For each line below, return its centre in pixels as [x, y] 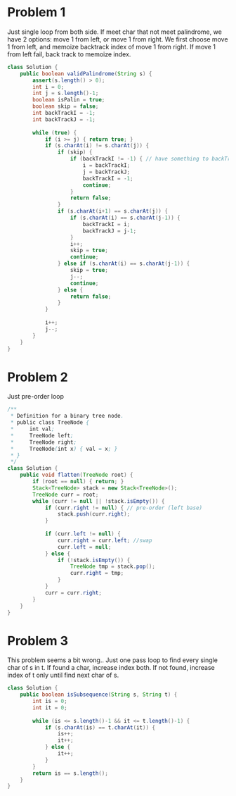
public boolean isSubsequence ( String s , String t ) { [99, 695]
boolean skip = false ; [66, 106]
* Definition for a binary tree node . [67, 416]
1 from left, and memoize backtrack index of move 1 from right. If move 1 [112, 46]
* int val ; [32, 429]
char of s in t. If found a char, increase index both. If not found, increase [111, 668]
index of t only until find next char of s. [63, 675]
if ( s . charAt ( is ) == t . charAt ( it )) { [100, 727]
